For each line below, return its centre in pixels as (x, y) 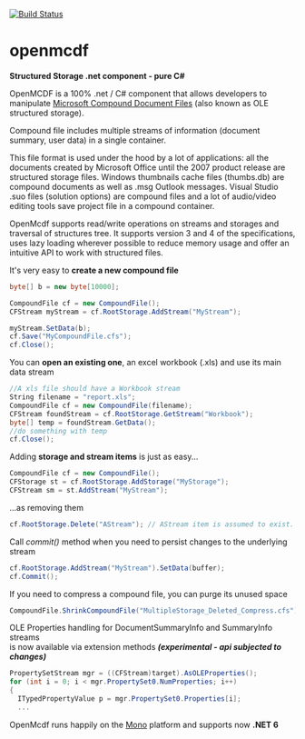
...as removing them (47, 507)
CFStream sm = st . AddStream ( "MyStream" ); (89, 491)
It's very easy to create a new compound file (94, 270)
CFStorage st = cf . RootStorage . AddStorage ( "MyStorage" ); (119, 482)
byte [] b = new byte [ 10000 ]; (64, 286)
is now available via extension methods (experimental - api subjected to (146, 647)
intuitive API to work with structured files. (86, 252)
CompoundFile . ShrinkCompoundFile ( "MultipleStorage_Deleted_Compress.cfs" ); (156, 610)
